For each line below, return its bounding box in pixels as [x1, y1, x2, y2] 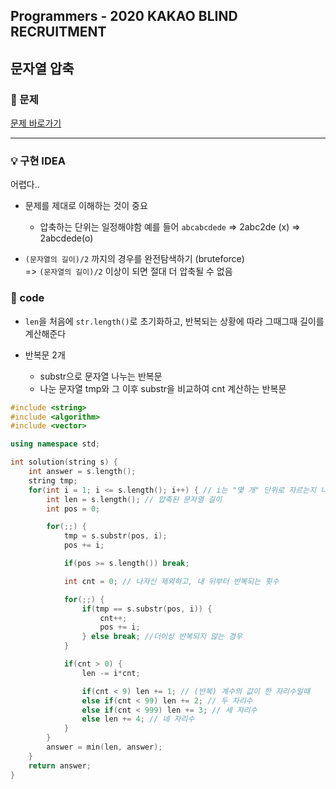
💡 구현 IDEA [10, 154, 66, 168]
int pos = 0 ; [46, 504, 101, 514]
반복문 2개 [24, 349, 66, 361]
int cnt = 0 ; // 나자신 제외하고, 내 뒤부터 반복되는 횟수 [63, 576, 280, 586]
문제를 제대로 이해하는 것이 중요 [24, 200, 148, 212]
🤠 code [10, 291, 45, 305]
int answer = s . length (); [28, 467, 137, 477]
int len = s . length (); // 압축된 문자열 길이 [46, 494, 223, 504]
